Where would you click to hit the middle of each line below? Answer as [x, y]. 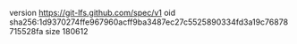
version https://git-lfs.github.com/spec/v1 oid [93, 13]
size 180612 [67, 31]
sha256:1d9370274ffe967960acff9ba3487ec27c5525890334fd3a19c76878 [149, 22]
